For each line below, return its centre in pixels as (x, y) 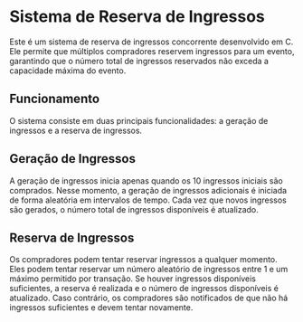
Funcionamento (55, 99)
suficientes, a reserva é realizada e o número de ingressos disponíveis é (144, 289)
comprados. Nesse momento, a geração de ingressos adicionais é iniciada (148, 190)
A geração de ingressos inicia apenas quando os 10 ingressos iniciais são (146, 180)
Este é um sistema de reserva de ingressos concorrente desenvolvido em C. (151, 42)
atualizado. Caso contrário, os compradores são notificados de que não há (149, 298)
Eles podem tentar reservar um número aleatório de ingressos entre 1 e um (149, 270)
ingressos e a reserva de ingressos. (76, 130)
